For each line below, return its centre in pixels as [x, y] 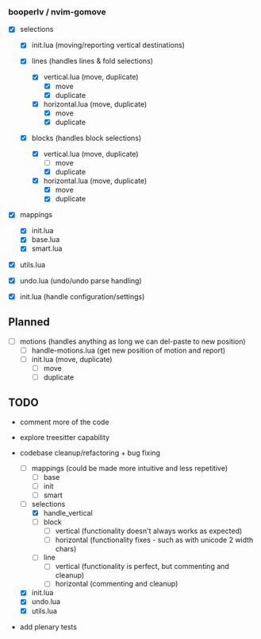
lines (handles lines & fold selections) [92, 61]
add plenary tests [48, 626]
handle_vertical [68, 512]
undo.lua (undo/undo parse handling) [81, 280]
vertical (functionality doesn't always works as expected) [149, 531]
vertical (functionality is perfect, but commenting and [142, 567]
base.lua [46, 240]
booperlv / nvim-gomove [57, 12]
